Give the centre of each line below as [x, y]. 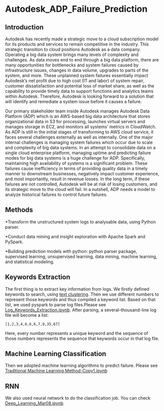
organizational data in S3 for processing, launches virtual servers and [75, 122]
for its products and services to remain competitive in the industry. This [77, 44]
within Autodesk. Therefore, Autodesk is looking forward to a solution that [80, 96]
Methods [19, 210]
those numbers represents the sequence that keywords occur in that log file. [82, 338]
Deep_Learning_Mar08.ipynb [34, 403]
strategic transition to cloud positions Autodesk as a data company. [73, 49]
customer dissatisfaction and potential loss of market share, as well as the [80, 86]
